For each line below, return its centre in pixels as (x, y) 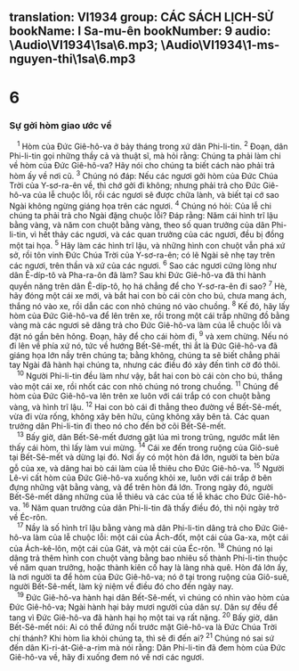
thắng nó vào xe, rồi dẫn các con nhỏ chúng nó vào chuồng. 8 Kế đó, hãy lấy (149, 306)
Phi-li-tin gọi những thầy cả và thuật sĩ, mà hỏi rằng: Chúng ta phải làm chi (145, 155)
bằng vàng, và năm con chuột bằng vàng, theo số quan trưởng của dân (139, 225)
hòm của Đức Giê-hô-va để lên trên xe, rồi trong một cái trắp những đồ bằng (149, 316)
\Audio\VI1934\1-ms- (220, 45)
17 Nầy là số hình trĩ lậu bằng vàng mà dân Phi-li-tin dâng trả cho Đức (144, 528)
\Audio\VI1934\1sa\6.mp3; (84, 45)
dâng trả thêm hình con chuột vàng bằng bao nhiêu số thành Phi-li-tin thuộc (149, 558)
